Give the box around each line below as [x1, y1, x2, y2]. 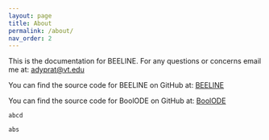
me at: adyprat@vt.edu [8, 65, 85, 75]
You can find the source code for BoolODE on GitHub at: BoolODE [8, 96, 226, 105]
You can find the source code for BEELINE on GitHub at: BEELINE [8, 80, 225, 90]
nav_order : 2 [8, 34, 52, 43]
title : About [8, 19, 52, 27]
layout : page [8, 11, 52, 20]
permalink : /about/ [8, 27, 74, 35]
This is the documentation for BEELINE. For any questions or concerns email [8, 56, 262, 66]
